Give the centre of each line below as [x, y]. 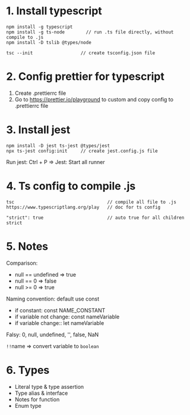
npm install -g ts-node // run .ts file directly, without [90, 32]
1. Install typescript [54, 11]
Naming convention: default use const [53, 299]
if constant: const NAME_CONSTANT [60, 310]
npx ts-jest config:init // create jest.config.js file [82, 151]
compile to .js [25, 37]
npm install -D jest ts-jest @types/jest [58, 145]
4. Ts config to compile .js [71, 186]
